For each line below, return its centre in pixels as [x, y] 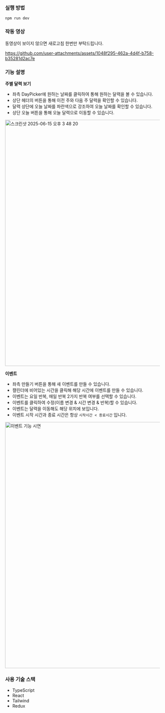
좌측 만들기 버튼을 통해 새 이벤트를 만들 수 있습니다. [61, 384]
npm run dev [17, 18]
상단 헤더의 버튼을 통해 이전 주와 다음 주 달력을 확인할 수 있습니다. [75, 100]
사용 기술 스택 [20, 679]
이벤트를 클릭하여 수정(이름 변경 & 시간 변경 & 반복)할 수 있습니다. [75, 402]
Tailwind [21, 701]
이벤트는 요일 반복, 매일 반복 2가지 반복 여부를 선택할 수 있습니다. [74, 396]
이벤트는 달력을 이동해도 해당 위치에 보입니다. [55, 408]
